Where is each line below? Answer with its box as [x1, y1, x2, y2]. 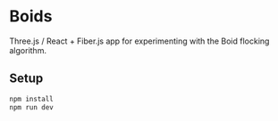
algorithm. [9, 44, 47, 55]
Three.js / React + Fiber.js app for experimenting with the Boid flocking [9, 36, 270, 46]
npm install [9, 94, 54, 103]
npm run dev [9, 102, 54, 112]
